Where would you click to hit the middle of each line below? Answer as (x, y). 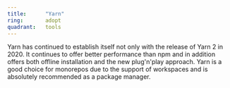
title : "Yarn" (36, 14)
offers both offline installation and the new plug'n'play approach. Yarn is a (115, 62)
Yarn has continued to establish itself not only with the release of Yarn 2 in (115, 47)
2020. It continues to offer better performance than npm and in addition (111, 54)
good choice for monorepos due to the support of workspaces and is (108, 69)
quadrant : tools (34, 27)
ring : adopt (34, 20)
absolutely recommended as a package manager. (79, 77)
